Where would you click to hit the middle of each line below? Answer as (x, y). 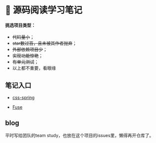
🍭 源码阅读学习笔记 (44, 10)
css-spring (23, 98)
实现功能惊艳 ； (27, 56)
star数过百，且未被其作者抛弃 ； (44, 43)
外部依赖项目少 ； (30, 50)
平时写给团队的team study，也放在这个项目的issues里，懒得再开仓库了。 (79, 136)
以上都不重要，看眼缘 (34, 68)
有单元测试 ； (25, 62)
